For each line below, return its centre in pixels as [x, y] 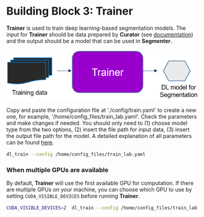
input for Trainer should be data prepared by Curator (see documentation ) [100, 34]
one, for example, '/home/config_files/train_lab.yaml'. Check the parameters [102, 116]
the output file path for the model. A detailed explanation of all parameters [99, 136]
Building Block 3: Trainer [70, 11]
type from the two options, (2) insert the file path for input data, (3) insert [98, 129]
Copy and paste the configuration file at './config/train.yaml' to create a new [101, 110]
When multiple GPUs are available [58, 170]
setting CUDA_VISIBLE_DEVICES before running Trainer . [73, 196]
